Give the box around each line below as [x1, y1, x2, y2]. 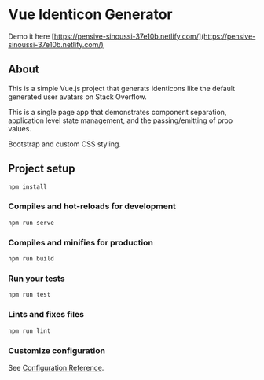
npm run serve [8, 219, 55, 227]
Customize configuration [8, 345, 106, 356]
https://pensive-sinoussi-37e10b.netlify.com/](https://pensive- [53, 31, 256, 41]
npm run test [8, 291, 51, 299]
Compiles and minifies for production [8, 237, 153, 248]
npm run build [8, 255, 55, 263]
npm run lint [8, 327, 51, 335]
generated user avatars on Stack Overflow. [8, 92, 147, 101]
